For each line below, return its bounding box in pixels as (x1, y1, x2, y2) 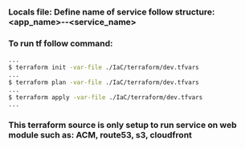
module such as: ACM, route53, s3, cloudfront (8, 130, 193, 141)
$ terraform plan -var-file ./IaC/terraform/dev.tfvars (8, 78, 199, 86)
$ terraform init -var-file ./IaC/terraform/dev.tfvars (8, 63, 199, 72)
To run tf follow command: (8, 38, 113, 49)
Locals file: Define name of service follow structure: (8, 6, 215, 18)
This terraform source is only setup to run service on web (8, 119, 237, 130)
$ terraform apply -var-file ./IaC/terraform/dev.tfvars (8, 93, 203, 102)
